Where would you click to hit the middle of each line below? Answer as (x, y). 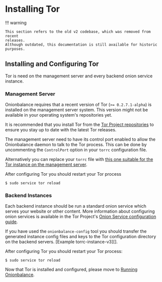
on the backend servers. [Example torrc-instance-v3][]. (62, 242)
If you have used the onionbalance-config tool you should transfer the (76, 231)
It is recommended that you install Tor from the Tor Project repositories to (80, 125)
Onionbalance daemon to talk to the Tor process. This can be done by (76, 145)
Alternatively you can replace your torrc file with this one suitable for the (79, 159)
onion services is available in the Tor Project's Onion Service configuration (81, 217)
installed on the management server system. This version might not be (77, 110)
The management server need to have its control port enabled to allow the (81, 139)
